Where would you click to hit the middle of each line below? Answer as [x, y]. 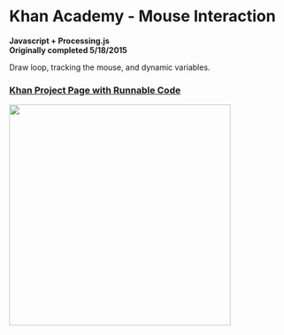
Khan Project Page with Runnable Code [95, 90]
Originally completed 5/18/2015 [69, 49]
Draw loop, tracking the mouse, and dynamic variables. [110, 67]
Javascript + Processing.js [60, 41]
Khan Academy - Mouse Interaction [142, 16]
